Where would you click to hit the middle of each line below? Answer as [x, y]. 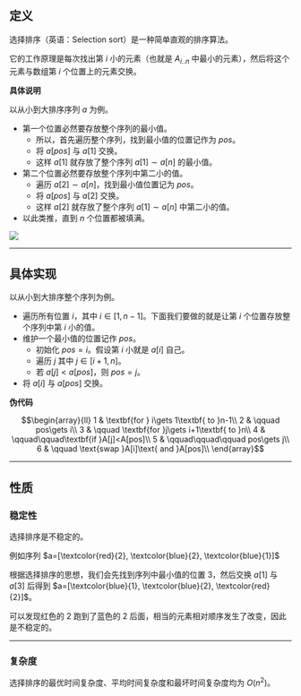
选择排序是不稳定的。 [48, 537]
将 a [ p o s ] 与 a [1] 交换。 [79, 150]
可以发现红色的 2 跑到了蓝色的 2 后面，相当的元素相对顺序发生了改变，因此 [148, 616]
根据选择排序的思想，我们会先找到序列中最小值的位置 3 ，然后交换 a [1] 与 [143, 575]
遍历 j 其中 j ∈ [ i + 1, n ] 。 [81, 361]
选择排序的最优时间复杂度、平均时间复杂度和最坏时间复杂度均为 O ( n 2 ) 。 [142, 682]
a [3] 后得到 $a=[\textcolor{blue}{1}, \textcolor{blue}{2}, [112, 586]
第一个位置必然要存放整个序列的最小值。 [97, 128]
